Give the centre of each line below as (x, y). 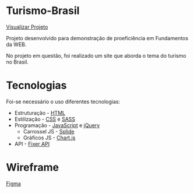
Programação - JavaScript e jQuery (57, 125)
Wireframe (33, 168)
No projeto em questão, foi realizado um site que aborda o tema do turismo (96, 55)
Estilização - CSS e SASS (45, 119)
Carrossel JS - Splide (49, 131)
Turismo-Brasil (43, 11)
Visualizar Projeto (27, 27)
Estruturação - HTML (40, 113)
